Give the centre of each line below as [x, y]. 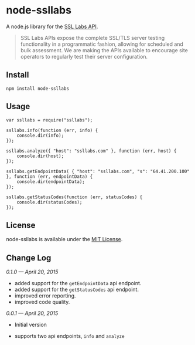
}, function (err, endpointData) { [49, 177]
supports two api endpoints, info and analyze [69, 336]
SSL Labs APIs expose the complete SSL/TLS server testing [93, 38]
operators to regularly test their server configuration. [84, 56]
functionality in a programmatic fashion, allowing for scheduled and [102, 44]
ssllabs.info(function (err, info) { [52, 130]
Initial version [30, 325]
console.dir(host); [40, 156]
